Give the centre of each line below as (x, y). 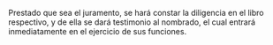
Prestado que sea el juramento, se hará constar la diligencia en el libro (136, 13)
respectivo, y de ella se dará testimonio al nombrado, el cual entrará (132, 22)
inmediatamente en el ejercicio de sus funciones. (98, 31)
